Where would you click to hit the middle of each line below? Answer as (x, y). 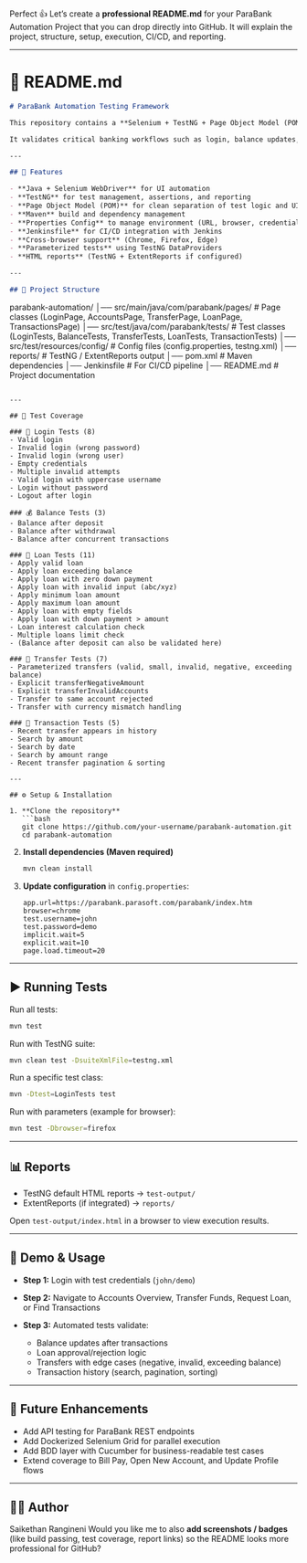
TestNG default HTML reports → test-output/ (109, 1193)
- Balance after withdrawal (63, 531)
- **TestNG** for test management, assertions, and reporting (130, 197)
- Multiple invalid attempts (65, 471)
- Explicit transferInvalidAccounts (79, 691)
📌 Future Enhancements (79, 1409)
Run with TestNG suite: (53, 1043)
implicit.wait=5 (53, 935)
